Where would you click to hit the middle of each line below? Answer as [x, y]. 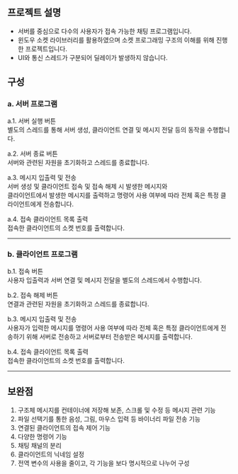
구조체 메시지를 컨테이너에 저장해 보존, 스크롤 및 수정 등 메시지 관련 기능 [117, 410]
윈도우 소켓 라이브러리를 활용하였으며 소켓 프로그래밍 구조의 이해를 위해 [116, 40]
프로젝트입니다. [46, 49]
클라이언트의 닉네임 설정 [51, 454]
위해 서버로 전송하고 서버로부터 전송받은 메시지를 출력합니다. [109, 336]
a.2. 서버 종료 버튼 [33, 154]
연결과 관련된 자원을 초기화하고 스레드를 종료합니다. [78, 304]
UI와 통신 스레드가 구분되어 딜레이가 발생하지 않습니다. [92, 57]
